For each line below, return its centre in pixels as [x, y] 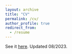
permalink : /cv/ [22, 19]
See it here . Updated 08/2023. [36, 46]
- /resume [20, 32]
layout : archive [22, 10]
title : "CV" [17, 14]
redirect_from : [21, 28]
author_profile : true [28, 23]
